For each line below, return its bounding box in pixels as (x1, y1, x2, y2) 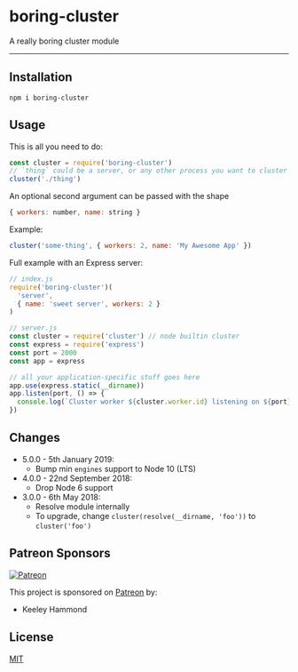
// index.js (9, 274, 53, 284)
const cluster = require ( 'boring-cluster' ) (9, 158, 173, 167)
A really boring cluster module (9, 36, 120, 46)
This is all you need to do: (9, 140, 104, 152)
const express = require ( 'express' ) (9, 340, 145, 349)
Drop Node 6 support (35, 482, 114, 492)
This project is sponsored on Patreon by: (9, 587, 158, 597)
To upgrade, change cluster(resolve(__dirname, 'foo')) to (35, 510, 256, 521)
